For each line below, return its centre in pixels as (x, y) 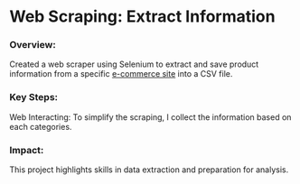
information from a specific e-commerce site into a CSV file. (121, 74)
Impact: (27, 150)
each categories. (41, 126)
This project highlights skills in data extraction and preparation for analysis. (149, 170)
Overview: (33, 45)
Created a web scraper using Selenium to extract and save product (134, 64)
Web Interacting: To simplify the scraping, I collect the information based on (150, 117)
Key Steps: (34, 97)
